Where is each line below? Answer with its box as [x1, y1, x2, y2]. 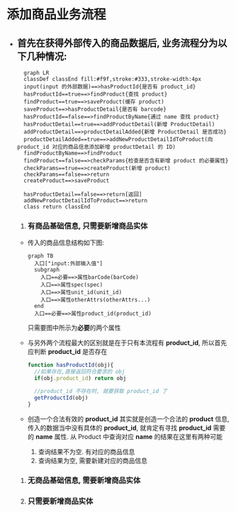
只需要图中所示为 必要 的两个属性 [27, 323, 121, 332]
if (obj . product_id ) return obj [33, 375, 127, 382]
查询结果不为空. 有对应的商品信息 [38, 447, 135, 456]
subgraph [33, 267, 60, 274]
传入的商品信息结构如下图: [27, 238, 104, 247]
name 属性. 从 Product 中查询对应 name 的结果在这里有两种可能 [35, 432, 223, 440]
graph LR [23, 69, 50, 77]
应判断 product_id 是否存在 [27, 347, 108, 356]
